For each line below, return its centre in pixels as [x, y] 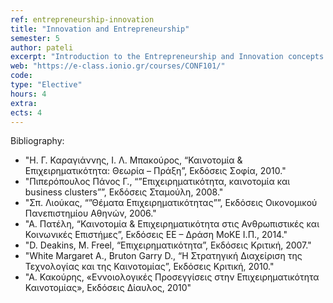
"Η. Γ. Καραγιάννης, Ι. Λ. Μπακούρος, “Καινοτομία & [133, 160]
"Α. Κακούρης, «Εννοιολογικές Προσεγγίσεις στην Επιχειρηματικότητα [172, 277]
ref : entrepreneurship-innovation [82, 19]
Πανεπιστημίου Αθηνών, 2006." [90, 213]
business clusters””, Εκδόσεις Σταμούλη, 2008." [124, 192]
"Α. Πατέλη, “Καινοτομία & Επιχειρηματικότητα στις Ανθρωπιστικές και [172, 224]
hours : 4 [28, 94]
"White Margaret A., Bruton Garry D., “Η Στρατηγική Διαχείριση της [163, 256]
